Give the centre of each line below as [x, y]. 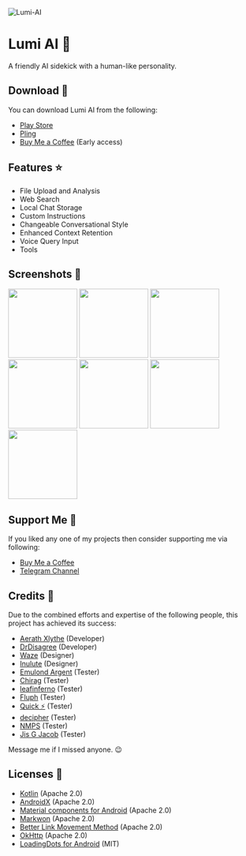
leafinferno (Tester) [51, 689]
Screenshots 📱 [45, 274]
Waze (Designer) [47, 655]
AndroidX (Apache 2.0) [57, 802]
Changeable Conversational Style [74, 224]
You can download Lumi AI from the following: [83, 110]
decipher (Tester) [48, 717]
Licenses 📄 [35, 774]
